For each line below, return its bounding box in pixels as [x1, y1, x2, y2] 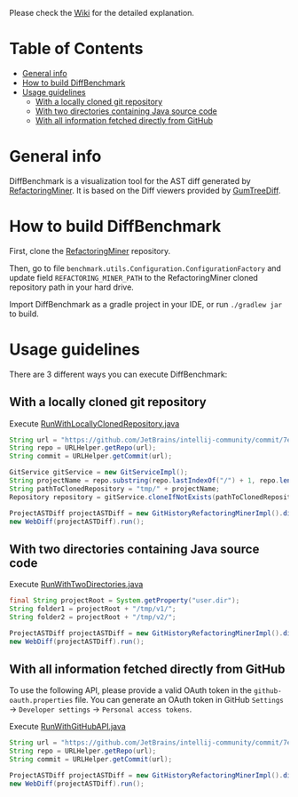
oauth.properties [9, 697, 74, 705]
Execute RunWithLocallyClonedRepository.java [9, 418, 180, 429]
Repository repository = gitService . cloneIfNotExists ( [9, 492, 216, 501]
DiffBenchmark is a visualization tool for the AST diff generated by [9, 175, 251, 186]
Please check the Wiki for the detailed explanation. [9, 8, 195, 18]
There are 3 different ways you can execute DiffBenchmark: [9, 369, 228, 379]
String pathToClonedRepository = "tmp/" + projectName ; [9, 484, 220, 493]
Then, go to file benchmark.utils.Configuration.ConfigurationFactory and [9, 262, 282, 274]
